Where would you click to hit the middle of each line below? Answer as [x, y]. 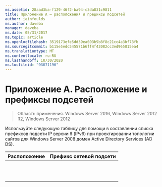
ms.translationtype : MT [30, 51]
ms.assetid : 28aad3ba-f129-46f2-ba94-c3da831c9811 [58, 10]
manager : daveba [22, 28]
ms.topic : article [24, 38]
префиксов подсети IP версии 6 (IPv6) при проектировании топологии [80, 134]
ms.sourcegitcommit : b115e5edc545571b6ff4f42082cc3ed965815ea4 [72, 47]
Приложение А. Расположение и [76, 89]
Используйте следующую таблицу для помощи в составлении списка [79, 129]
